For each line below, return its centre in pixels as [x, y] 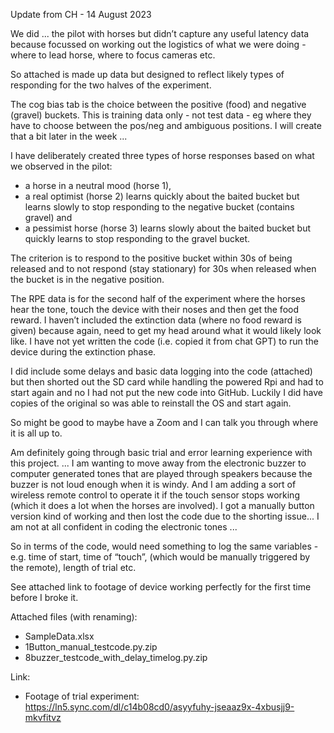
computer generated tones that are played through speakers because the [161, 473]
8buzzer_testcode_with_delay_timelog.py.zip [116, 657]
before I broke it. [44, 597]
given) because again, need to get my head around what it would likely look [166, 330]
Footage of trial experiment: [82, 696]
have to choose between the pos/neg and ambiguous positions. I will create [166, 125]
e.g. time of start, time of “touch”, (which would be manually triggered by [160, 557]
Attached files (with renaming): [74, 617]
